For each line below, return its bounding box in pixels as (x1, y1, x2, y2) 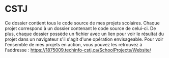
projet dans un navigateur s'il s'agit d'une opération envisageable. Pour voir (5, 36, 163, 42)
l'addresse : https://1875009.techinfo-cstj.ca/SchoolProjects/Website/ (5, 47, 151, 53)
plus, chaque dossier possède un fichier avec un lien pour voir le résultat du (5, 31, 164, 37)
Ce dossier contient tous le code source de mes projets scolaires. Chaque (5, 20, 160, 26)
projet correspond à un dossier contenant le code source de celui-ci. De (5, 25, 156, 31)
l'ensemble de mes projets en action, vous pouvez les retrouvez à (5, 41, 143, 47)
